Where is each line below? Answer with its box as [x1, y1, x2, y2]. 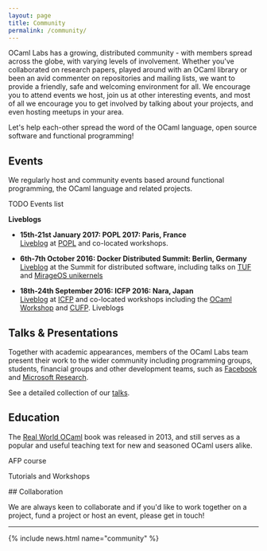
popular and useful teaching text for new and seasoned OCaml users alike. [8, 440, 253, 450]
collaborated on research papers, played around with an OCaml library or [8, 65, 248, 75]
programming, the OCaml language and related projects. [8, 184, 193, 193]
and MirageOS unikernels [19, 271, 103, 281]
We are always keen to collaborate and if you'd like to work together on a [8, 502, 248, 511]
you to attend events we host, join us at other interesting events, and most [8, 91, 251, 100]
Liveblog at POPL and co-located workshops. [19, 239, 168, 248]
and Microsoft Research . [8, 373, 89, 382]
